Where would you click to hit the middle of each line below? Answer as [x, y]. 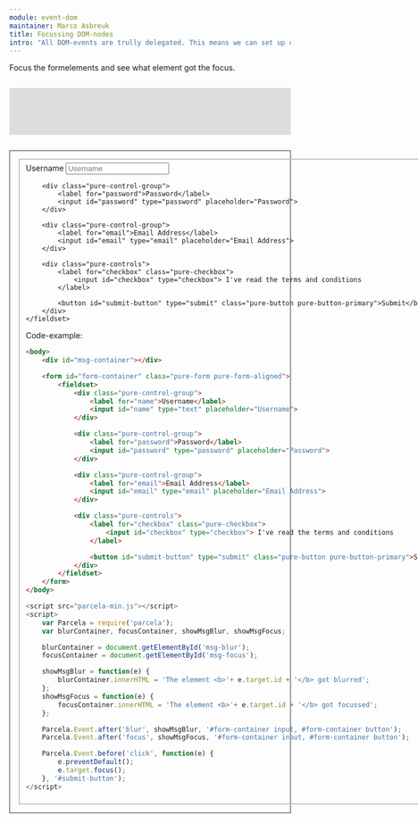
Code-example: [54, 336]
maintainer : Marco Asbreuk [59, 26]
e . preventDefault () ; [96, 762]
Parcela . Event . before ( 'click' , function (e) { [128, 754]
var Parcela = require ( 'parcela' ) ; [108, 623]
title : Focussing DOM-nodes [62, 34]
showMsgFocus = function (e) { [98, 696]
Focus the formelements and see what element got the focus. [122, 68]
